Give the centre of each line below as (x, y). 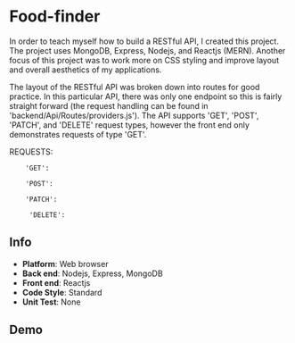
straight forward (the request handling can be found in (109, 105)
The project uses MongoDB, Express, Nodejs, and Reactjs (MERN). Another (147, 50)
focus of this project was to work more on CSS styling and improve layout (144, 60)
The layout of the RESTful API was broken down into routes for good (135, 87)
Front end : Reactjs (56, 282)
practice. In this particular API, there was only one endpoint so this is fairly (146, 96)
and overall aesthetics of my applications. (86, 70)
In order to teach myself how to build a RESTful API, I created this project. (144, 41)
